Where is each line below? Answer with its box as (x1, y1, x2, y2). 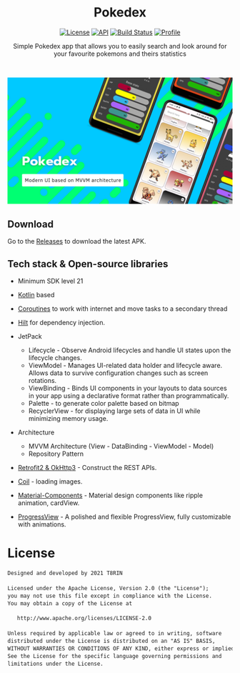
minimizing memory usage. (28, 414, 109, 423)
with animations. (17, 520, 66, 529)
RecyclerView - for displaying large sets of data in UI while (28, 407, 201, 415)
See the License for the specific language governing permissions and (7, 652, 222, 659)
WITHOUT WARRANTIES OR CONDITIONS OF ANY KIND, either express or (7, 644, 209, 652)
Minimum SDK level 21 (17, 276, 84, 286)
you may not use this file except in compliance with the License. (7, 592, 213, 599)
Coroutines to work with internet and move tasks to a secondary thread (17, 304, 228, 313)
